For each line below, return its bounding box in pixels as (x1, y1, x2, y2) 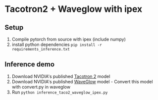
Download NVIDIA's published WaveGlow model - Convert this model (11, 78, 153, 85)
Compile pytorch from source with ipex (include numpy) (11, 36, 126, 42)
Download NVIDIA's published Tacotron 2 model (11, 73, 110, 79)
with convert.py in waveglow (11, 84, 70, 90)
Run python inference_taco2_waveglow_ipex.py (11, 89, 108, 95)
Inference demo (4, 60, 55, 69)
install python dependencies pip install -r (11, 42, 102, 48)
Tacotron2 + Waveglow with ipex (4, 3, 143, 15)
